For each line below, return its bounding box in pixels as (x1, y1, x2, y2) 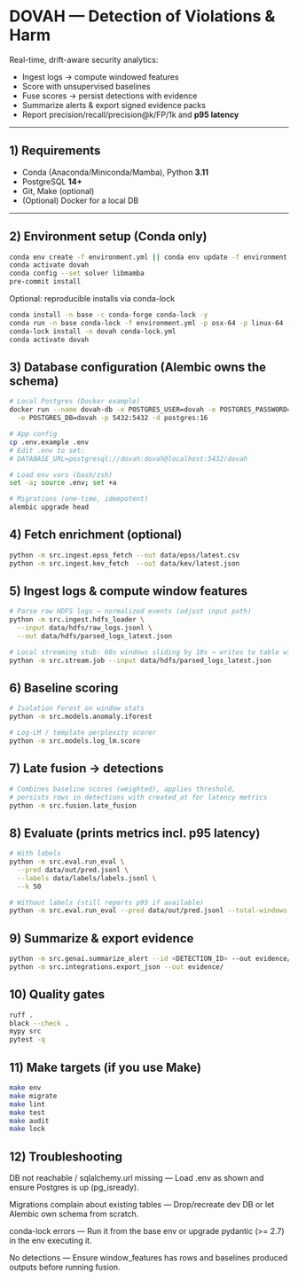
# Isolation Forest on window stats (9, 704, 145, 713)
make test (9, 1108, 46, 1117)
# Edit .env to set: (9, 446, 86, 455)
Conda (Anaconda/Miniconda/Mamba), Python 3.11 (21, 167, 209, 177)
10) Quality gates (9, 987, 106, 1003)
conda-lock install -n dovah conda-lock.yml (9, 326, 176, 336)
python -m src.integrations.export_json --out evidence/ (9, 963, 224, 972)
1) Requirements (9, 144, 101, 159)
